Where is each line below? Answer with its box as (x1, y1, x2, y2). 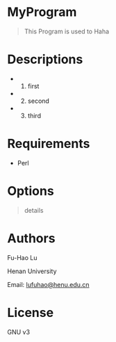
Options (7, 184, 54, 199)
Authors (7, 230, 56, 246)
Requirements (7, 136, 90, 152)
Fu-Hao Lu (7, 253, 38, 261)
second (27, 97, 50, 105)
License (7, 304, 54, 320)
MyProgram (7, 4, 77, 20)
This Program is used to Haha (24, 27, 110, 35)
